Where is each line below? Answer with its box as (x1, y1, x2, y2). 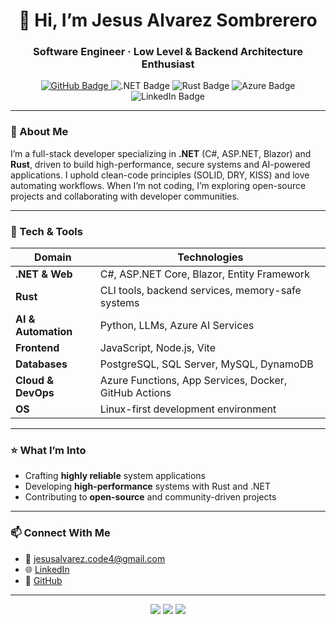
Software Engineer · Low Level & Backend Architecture (33, 45, 303, 59)
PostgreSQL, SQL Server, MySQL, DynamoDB (99, 357, 314, 371)
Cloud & (15, 374, 55, 388)
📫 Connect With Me (10, 526, 111, 540)
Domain (34, 250, 72, 264)
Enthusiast (141, 57, 195, 71)
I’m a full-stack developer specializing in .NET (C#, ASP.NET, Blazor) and (10, 147, 312, 159)
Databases (15, 357, 68, 371)
